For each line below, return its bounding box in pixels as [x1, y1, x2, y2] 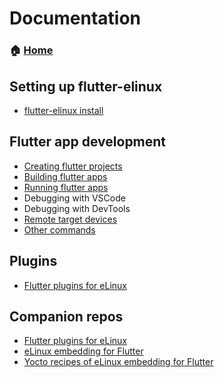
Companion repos [9, 308, 124, 325]
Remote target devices [23, 213, 118, 225]
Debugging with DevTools [23, 202, 131, 214]
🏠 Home [9, 43, 54, 57]
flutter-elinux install [23, 104, 104, 116]
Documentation [9, 7, 142, 30]
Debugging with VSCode [23, 192, 126, 204]
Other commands [23, 223, 96, 236]
